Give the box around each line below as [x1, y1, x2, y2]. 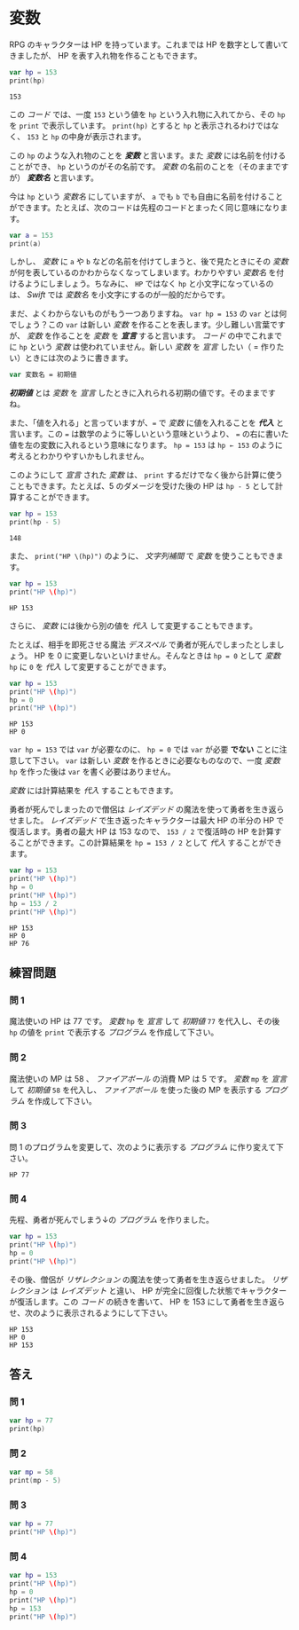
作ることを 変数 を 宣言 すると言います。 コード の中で [51, 330, 251, 342]
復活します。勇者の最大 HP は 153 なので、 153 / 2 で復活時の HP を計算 [9, 826, 275, 837]
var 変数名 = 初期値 [9, 370, 77, 380]
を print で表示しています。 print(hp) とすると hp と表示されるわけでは [9, 120, 271, 130]
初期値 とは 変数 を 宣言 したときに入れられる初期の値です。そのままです [9, 388, 277, 398]
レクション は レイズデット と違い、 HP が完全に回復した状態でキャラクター [9, 1285, 287, 1295]
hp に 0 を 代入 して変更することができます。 [9, 661, 171, 672]
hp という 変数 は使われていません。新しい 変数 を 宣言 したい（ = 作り [19, 342, 277, 352]
